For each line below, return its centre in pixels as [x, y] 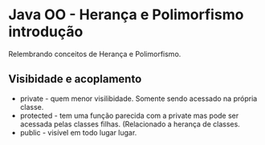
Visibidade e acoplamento [75, 79]
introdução [46, 32]
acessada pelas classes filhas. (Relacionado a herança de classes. [130, 124]
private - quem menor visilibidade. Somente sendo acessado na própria [139, 99]
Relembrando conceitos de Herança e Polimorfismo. [95, 54]
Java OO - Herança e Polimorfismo [126, 15]
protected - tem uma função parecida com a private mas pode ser [129, 115]
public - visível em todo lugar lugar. [78, 132]
